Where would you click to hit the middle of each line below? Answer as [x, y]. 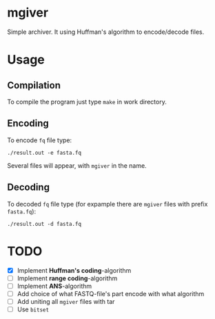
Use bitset [33, 309]
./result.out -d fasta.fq [44, 224]
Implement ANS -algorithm [54, 286]
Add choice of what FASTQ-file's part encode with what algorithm [111, 293]
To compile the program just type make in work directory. [87, 101]
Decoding [29, 187]
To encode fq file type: [40, 140]
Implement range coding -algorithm [67, 278]
